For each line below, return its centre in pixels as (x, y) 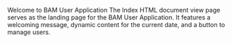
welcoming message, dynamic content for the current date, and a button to (116, 25)
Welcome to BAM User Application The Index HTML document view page (114, 10)
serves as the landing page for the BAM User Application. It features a (109, 17)
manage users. (29, 32)
